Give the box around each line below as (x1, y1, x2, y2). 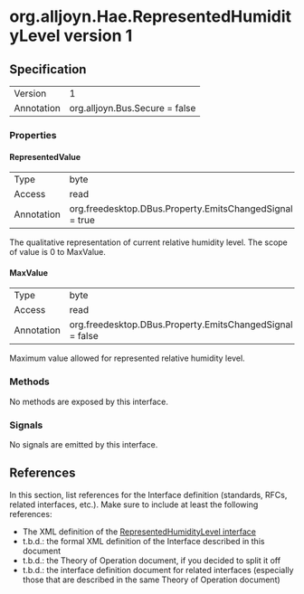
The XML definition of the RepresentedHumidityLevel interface (22, 526, 256, 537)
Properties (9, 128, 57, 141)
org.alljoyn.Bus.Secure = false (69, 102, 196, 114)
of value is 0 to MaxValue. (9, 247, 107, 258)
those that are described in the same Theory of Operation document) (22, 574, 280, 585)
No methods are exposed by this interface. (9, 396, 169, 407)
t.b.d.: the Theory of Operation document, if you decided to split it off (22, 554, 281, 566)
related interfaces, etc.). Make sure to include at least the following (9, 499, 259, 510)
